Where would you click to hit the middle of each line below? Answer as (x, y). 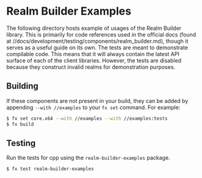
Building (22, 86)
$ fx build (20, 124)
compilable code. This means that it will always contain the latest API (93, 54)
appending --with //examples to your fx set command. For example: (93, 107)
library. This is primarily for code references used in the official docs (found (101, 34)
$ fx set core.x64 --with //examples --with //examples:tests (87, 118)
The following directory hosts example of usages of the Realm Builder (94, 28)
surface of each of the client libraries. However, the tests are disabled (94, 60)
